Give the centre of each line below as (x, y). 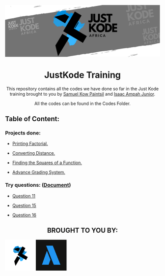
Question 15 (24, 205)
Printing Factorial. (30, 144)
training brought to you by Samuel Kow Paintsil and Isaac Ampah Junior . (82, 94)
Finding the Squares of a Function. (47, 163)
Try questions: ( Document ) (38, 185)
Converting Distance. (34, 153)
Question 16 (24, 215)
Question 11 (24, 196)
